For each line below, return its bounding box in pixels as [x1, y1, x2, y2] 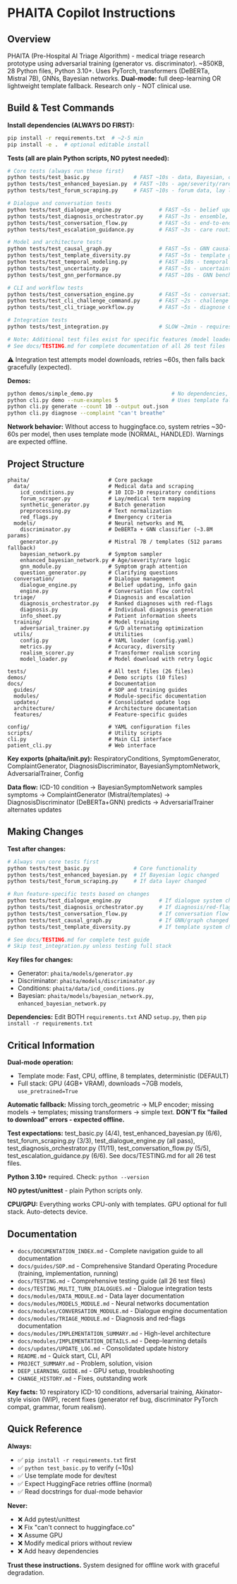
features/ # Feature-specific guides [13, 711, 188, 718]
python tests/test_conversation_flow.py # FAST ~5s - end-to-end [7, 219, 232, 226]
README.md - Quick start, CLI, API [17, 1351, 111, 1360]
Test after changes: [7, 844, 66, 853]
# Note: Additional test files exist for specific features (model [7, 336, 210, 343]
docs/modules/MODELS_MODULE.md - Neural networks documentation [17, 1299, 209, 1308]
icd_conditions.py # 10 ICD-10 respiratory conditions [20, 489, 217, 496]
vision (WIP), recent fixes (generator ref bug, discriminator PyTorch [23, 1395, 219, 1403]
